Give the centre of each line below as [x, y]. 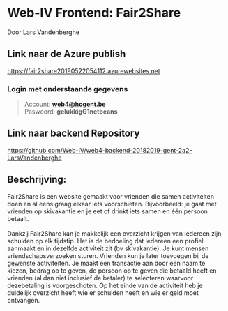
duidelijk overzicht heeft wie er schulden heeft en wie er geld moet [103, 293]
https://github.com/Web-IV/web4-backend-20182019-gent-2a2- [100, 150]
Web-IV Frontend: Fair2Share [94, 13]
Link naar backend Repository [74, 134]
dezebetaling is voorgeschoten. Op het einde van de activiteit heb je [105, 285]
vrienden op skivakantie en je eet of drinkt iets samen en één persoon [107, 211]
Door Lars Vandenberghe [44, 32]
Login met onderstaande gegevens [68, 89]
